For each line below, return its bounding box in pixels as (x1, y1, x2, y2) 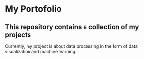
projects (5, 30, 31, 39)
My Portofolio (5, 3, 62, 15)
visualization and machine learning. (5, 49, 77, 54)
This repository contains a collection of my (5, 23, 139, 31)
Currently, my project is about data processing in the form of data (5, 43, 138, 49)
